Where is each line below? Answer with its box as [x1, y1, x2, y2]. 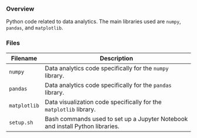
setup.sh [9, 119, 33, 126]
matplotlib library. [45, 105, 96, 113]
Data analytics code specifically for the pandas [45, 81, 172, 89]
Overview [6, 5, 35, 13]
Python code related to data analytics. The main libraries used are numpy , [6, 18, 181, 25]
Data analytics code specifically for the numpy [45, 64, 169, 72]
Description [99, 54, 134, 62]
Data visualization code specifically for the [45, 97, 162, 106]
